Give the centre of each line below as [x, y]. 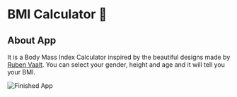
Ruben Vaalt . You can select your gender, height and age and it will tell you [116, 65]
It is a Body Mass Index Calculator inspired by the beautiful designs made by [119, 57]
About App [32, 40]
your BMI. [22, 72]
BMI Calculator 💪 [57, 14]
